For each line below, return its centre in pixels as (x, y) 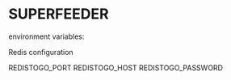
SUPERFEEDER (59, 14)
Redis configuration (41, 52)
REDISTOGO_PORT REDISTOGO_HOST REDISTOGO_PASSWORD (116, 67)
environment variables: (46, 36)
